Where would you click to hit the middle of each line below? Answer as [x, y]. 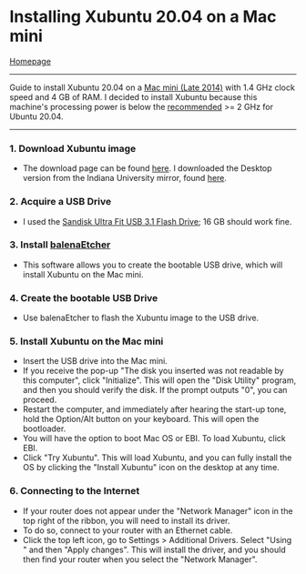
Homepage [31, 61]
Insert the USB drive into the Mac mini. [95, 361]
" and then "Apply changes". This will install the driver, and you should [154, 549]
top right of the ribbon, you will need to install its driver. [126, 520]
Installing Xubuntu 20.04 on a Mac [143, 17]
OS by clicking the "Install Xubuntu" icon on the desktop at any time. [151, 468]
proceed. [40, 400]
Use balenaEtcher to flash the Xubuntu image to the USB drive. [141, 318]
